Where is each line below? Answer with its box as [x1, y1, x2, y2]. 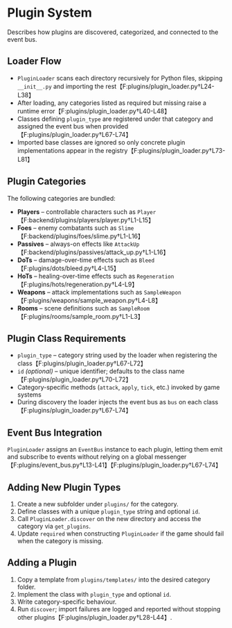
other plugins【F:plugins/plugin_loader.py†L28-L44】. [17, 613, 172, 621]
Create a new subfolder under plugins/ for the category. [17, 500, 179, 508]
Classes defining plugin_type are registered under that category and [17, 115, 213, 123]
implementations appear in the [17, 146, 105, 154]
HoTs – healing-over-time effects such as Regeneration [17, 272, 175, 280]
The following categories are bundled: [7, 194, 116, 202]
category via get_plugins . [17, 522, 91, 530]
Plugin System [7, 5, 92, 21]
